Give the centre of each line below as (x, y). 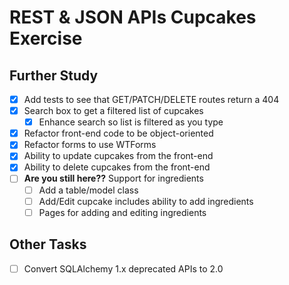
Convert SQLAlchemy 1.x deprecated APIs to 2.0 (123, 268)
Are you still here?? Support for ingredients (113, 178)
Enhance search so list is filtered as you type (131, 122)
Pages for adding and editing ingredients (122, 212)
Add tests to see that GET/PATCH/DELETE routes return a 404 (151, 99)
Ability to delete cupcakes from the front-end (117, 167)
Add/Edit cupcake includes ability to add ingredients (146, 201)
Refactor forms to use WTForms (90, 145)
